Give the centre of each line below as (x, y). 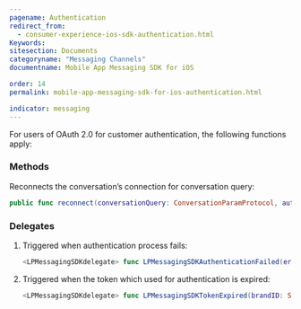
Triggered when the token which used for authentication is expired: (146, 278)
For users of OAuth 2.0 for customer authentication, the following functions (148, 134)
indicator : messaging (50, 109)
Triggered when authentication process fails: (105, 245)
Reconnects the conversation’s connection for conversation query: (132, 186)
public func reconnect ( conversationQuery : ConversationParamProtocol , (144, 203)
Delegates (32, 225)
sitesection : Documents (54, 51)
